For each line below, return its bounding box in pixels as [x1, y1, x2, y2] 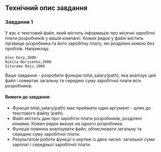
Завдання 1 [5, 19, 33, 26]
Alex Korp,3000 [5, 55, 36, 60]
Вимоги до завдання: [5, 94, 51, 100]
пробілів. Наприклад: [5, 45, 50, 51]
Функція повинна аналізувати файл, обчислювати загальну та [12, 125, 142, 132]
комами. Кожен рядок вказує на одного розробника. [12, 121, 124, 126]
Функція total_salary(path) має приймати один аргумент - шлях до [12, 105, 151, 111]
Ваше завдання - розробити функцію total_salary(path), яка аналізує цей [5, 72, 156, 78]
